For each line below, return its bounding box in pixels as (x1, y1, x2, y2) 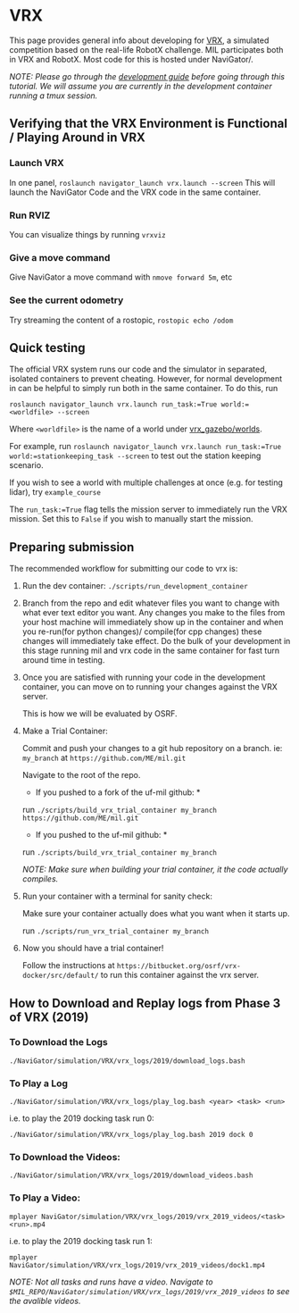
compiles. (21, 874, 59, 884)
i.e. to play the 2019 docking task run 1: (9, 1235, 154, 1246)
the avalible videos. (9, 1295, 81, 1306)
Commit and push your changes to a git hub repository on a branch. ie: (21, 743, 283, 754)
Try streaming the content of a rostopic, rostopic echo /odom (9, 314, 234, 325)
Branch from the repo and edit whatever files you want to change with (21, 598, 279, 608)
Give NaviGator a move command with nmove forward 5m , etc (9, 272, 233, 282)
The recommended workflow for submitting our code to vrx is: (9, 564, 238, 574)
